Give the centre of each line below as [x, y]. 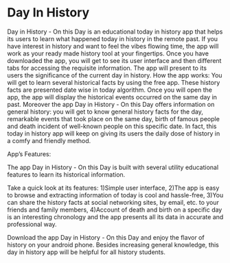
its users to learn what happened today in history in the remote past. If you [113, 38]
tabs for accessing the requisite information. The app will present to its [107, 68]
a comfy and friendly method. [49, 140]
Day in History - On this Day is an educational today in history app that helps [115, 32]
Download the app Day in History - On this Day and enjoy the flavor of [106, 237]
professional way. [32, 224]
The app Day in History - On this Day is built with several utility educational [113, 167]
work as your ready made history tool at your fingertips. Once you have [108, 53]
